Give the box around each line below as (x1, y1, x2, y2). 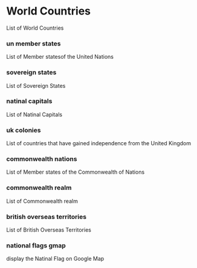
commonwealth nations (6, 155, 77, 163)
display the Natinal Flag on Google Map (6, 255, 105, 263)
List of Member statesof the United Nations (6, 53, 114, 60)
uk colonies (6, 126, 41, 134)
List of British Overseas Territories (6, 226, 92, 234)
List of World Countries (6, 24, 64, 31)
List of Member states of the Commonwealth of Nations (6, 168, 145, 176)
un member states (6, 39, 61, 48)
